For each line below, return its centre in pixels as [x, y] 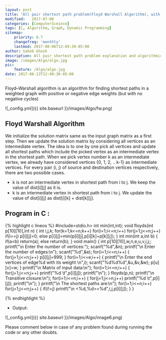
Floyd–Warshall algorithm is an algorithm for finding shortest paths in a [77, 88]
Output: [20, 308]
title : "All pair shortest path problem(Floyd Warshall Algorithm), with [83, 14]
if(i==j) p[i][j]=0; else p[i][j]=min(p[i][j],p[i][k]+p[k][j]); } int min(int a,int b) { [82, 236]
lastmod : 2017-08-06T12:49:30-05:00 [52, 47]
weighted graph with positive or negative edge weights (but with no [74, 93]
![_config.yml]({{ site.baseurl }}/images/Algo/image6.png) [64, 317]
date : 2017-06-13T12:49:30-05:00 [40, 74]
